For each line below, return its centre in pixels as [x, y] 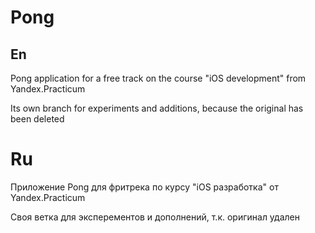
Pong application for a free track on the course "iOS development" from [158, 78]
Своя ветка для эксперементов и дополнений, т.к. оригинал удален [155, 217]
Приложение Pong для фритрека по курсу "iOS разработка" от [144, 187]
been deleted [37, 119]
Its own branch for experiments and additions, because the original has [157, 108]
